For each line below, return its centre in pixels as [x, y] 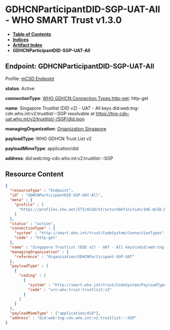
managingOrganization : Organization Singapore [56, 128]
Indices [20, 40]
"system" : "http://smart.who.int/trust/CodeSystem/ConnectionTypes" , [90, 233]
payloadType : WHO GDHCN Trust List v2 [49, 139]
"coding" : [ [32, 276]
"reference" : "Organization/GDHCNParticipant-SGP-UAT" [75, 257]
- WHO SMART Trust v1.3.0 [63, 20]
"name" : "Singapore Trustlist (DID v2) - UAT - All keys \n [74, 247]
